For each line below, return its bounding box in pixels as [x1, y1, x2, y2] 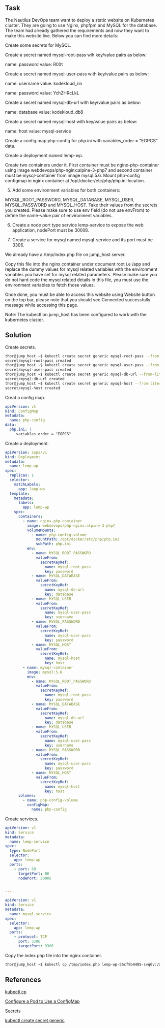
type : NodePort [9, 848, 41, 853]
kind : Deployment [5, 454, 41, 459]
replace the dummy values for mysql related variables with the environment [5, 266, 158, 272]
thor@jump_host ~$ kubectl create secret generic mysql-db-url [5, 372, 137, 377]
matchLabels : [14, 482, 41, 487]
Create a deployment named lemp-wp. [5, 152, 83, 158]
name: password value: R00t [5, 61, 63, 67]
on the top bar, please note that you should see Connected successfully [5, 296, 151, 302]
